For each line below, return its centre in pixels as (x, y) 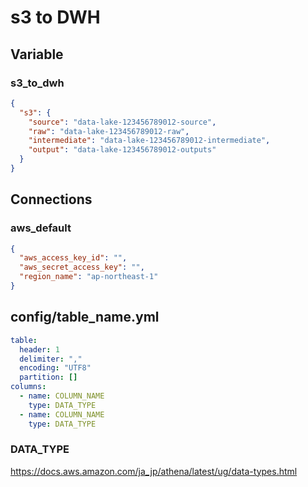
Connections (51, 199)
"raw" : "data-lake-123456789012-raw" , (109, 131)
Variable (37, 54)
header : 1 (39, 349)
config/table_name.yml (85, 317)
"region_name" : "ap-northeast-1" (89, 277)
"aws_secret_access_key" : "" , (82, 267)
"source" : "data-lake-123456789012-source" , (122, 122)
